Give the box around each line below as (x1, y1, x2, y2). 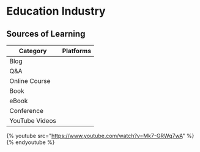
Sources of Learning (6, 29, 86, 39)
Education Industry (6, 4, 106, 18)
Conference (9, 107, 44, 115)
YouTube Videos (9, 117, 56, 125)
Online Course (9, 77, 51, 85)
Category (18, 47, 47, 55)
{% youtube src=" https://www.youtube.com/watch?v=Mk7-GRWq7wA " (6, 132, 185, 139)
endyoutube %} (15, 139, 55, 146)
